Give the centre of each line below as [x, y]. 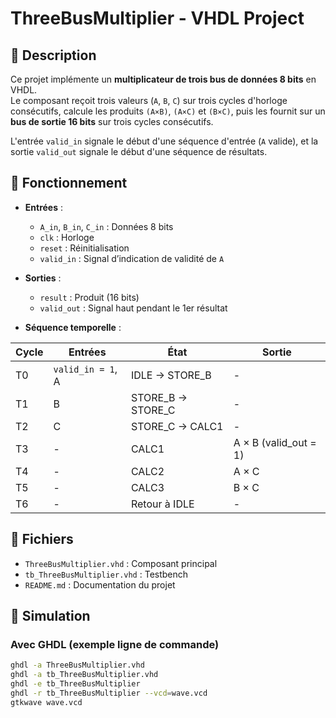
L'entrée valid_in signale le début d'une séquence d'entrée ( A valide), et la [164, 141]
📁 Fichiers [42, 539]
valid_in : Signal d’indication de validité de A [132, 258]
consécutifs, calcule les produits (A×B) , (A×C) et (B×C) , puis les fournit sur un [168, 111]
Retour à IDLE [162, 504]
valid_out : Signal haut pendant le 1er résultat [133, 308]
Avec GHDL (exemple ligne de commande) [115, 644]
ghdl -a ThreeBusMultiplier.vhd [77, 665]
